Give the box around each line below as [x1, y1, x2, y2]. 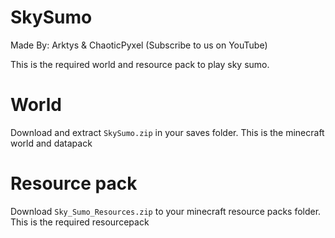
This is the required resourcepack [10, 216, 150, 228]
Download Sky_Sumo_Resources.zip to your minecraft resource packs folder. [10, 205, 322, 217]
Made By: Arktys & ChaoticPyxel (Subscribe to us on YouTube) [10, 39, 268, 51]
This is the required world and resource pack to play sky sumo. [10, 58, 270, 70]
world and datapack [10, 137, 93, 149]
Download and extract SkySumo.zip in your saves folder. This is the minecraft [10, 126, 325, 138]
